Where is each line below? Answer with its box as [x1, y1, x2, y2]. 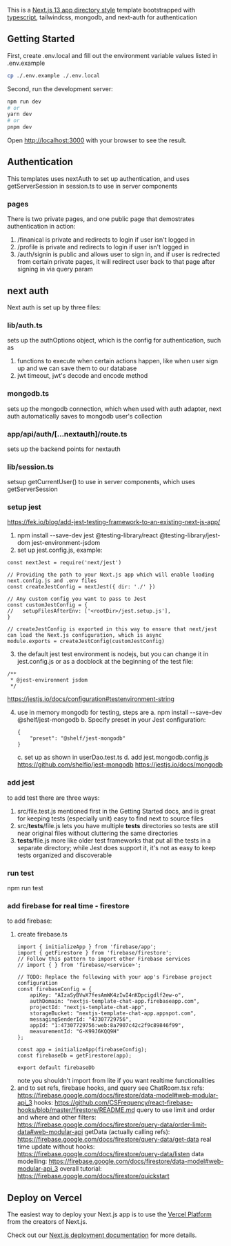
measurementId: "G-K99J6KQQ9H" [30, 1028, 120, 1035]
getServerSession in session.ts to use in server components [7, 182, 178, 190]
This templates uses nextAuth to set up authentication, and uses [7, 174, 190, 182]
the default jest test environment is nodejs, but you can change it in [17, 650, 209, 658]
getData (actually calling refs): [84, 1128, 170, 1136]
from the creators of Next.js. [7, 1218, 88, 1226]
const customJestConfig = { [7, 602, 88, 608]
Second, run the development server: [7, 84, 113, 93]
